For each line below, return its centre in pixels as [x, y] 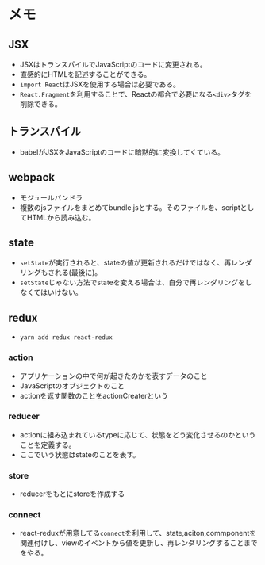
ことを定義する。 [48, 445]
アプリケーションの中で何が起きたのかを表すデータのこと [113, 376]
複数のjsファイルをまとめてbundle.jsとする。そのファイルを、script [130, 207]
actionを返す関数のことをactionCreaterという [94, 395]
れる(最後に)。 [78, 273]
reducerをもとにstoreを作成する [72, 494]
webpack [32, 178]
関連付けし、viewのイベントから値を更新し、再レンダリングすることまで [138, 543]
